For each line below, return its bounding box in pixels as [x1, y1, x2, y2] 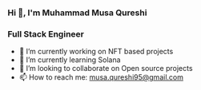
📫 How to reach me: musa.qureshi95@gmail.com [18, 72, 183, 82]
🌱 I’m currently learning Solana [18, 55, 121, 65]
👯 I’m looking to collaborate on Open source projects [18, 64, 193, 73]
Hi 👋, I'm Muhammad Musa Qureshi [7, 7, 147, 18]
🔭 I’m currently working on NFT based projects [18, 47, 174, 57]
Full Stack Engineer [7, 28, 85, 39]
